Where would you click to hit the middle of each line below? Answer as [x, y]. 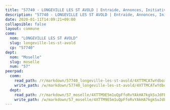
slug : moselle [25, 62]
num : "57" [20, 66]
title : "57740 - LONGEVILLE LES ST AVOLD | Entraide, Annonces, [74, 10]
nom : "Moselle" [26, 57]
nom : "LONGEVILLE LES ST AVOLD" [44, 39]
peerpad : [14, 71]
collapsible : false [26, 24]
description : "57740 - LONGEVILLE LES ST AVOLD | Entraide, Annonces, [81, 15]
